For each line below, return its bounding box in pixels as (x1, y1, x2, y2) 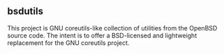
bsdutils (7, 6, 44, 17)
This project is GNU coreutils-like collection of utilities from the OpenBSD (7, 24, 218, 32)
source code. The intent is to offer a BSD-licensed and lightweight (7, 31, 197, 39)
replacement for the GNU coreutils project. (7, 38, 130, 47)
